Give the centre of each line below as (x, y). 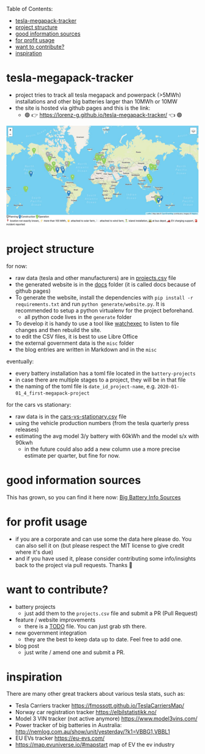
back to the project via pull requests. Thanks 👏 (74, 565)
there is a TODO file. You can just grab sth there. (85, 626)
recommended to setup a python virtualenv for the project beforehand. (104, 310)
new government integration (51, 633)
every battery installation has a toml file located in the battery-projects (105, 373)
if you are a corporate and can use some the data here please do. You (103, 539)
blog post (27, 646)
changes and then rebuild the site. (58, 330)
